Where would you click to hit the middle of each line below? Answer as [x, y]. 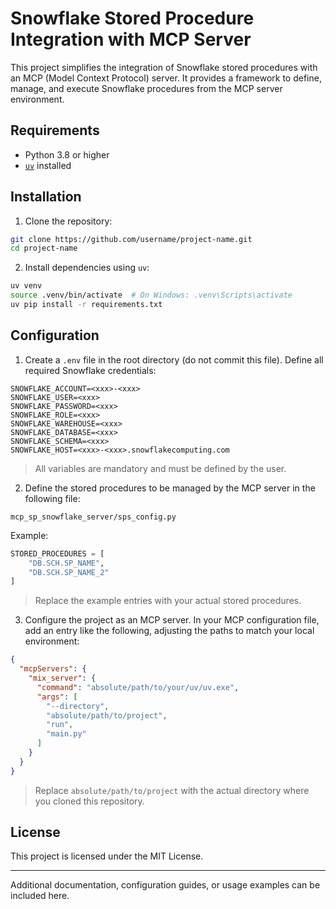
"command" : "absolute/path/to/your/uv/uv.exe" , [138, 687]
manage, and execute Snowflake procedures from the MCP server [146, 88]
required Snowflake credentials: [90, 370]
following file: [52, 498]
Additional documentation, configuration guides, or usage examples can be [165, 885]
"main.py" [66, 734]
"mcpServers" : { [53, 669]
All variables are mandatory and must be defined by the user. [160, 468]
